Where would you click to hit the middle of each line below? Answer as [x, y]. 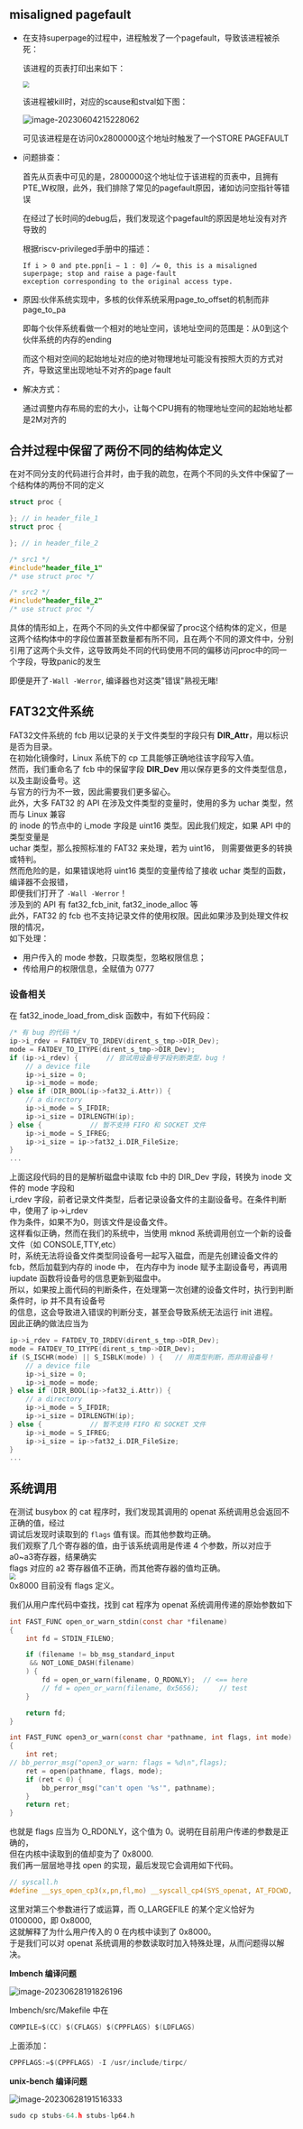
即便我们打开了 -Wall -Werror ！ [69, 893]
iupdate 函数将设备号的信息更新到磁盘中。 [88, 1278]
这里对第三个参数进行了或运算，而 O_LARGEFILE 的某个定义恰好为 [132, 1909]
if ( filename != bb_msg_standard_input [101, 1654]
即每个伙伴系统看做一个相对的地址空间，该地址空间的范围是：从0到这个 [155, 327]
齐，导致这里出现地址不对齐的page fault [96, 370]
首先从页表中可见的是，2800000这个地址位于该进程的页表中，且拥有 [151, 176]
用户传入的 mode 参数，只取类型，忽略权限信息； [115, 957]
